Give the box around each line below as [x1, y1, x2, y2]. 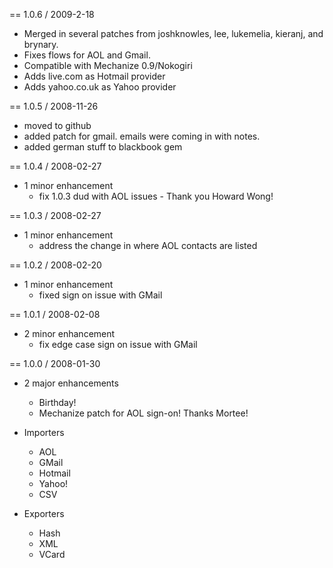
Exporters [23, 508, 65, 519]
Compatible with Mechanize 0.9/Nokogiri [23, 60, 193, 71]
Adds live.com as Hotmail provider [23, 70, 166, 82]
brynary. [23, 39, 59, 50]
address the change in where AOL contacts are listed [38, 240, 258, 251]
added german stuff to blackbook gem [23, 141, 183, 153]
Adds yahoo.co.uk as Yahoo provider [23, 81, 177, 93]
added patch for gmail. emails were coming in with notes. [23, 130, 261, 142]
